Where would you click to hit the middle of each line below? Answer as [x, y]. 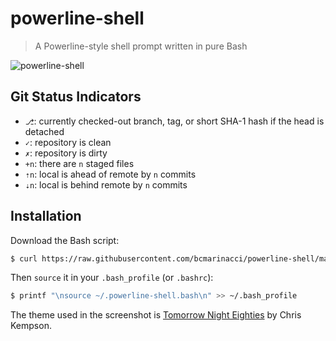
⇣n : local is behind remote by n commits [106, 184]
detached [44, 131]
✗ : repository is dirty [66, 153]
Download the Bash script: [65, 240]
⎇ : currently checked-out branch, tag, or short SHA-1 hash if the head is [174, 121]
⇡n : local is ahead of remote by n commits [110, 174]
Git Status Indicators [76, 97]
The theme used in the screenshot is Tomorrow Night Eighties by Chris [156, 315]
